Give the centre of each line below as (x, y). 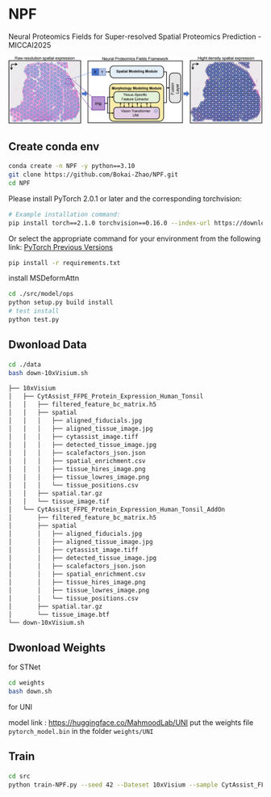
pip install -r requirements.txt (65, 263)
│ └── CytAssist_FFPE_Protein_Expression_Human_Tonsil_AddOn (117, 510)
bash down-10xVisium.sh (48, 373)
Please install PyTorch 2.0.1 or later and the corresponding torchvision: (125, 198)
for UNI (21, 707)
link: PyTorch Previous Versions (60, 247)
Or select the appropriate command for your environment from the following (135, 238)
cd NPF (19, 183)
